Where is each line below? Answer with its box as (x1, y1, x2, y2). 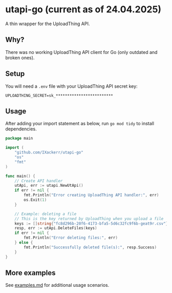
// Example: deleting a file (14, 211, 77, 217)
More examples (5, 268, 56, 277)
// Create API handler (14, 178, 63, 183)
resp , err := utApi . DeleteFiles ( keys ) (14, 226, 97, 231)
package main (5, 136, 33, 141)
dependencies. (5, 126, 37, 132)
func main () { (5, 173, 36, 179)
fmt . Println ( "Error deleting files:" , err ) (24, 235, 118, 241)
